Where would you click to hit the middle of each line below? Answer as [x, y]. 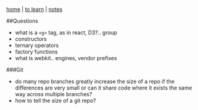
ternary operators [37, 45]
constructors [31, 39]
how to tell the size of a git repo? [55, 100]
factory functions [36, 52]
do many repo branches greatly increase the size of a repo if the [94, 81]
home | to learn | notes [34, 9]
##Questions [22, 21]
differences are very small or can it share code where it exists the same [104, 88]
